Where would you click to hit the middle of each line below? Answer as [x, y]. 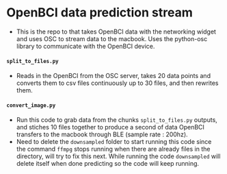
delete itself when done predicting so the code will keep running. [108, 164]
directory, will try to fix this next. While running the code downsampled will [118, 156]
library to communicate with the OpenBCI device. [85, 46]
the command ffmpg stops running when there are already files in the [113, 149]
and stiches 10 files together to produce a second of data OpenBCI [110, 127]
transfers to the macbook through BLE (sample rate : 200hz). [102, 134]
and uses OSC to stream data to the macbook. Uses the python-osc [112, 38]
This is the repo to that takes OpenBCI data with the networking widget [116, 32]
